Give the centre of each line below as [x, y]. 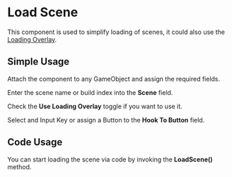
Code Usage [35, 142]
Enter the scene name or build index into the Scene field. [90, 92]
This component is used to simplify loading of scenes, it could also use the [116, 32]
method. [19, 166]
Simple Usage [39, 62]
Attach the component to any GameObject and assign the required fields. [114, 79]
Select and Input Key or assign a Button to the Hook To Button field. [106, 120]
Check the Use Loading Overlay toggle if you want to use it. [95, 106]
